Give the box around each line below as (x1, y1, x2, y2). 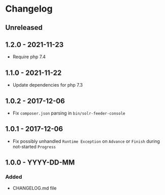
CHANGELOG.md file (12, 185, 57, 191)
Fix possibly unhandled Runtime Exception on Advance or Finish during (12, 138, 160, 144)
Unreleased (5, 23, 43, 32)
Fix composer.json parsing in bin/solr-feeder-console (12, 110, 125, 116)
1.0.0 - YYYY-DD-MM (5, 158, 75, 167)
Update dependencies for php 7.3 (12, 82, 83, 88)
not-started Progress (12, 143, 56, 149)
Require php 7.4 (12, 54, 46, 60)
